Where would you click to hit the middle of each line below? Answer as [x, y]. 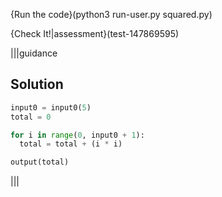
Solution [37, 84]
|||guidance [34, 53]
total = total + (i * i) [71, 144]
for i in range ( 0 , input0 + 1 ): [77, 135]
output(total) [40, 162]
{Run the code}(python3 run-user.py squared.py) [111, 14]
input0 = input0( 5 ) [51, 107]
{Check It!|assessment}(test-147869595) [95, 33]
